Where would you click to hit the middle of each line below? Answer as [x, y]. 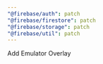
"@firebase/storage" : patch [49, 27]
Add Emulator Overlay [39, 53]
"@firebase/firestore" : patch [52, 20]
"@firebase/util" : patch [44, 33]
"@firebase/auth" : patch [44, 14]
